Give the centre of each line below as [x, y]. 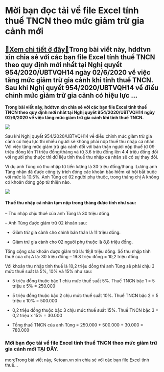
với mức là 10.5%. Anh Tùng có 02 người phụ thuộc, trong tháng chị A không [82, 177]
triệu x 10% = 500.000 [35, 301]
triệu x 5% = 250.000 [34, 286]
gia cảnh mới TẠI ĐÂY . [32, 349]
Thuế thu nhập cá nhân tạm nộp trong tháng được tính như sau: [70, 202]
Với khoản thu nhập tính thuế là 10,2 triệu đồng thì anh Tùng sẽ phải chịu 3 [80, 266]
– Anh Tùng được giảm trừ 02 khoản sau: [46, 223]
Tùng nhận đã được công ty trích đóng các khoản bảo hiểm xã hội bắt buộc [81, 172]
